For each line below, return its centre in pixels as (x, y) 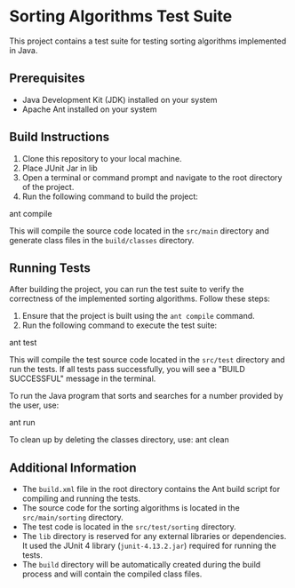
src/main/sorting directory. (73, 518)
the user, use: (34, 405)
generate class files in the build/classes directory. (102, 240)
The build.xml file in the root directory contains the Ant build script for (151, 489)
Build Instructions (60, 137)
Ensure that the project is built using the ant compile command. (138, 316)
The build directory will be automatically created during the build (141, 565)
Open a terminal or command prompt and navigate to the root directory (152, 177)
